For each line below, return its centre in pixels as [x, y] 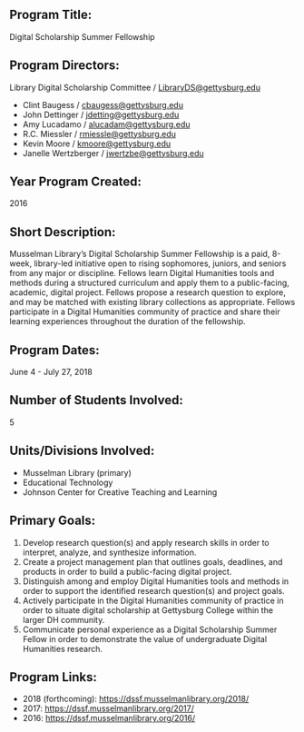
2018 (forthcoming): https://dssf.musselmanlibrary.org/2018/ [136, 699]
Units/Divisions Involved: [82, 451]
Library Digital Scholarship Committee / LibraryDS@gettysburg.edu [135, 87]
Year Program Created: [76, 182]
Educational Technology [68, 482]
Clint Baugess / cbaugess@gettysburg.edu [103, 104]
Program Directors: [64, 66]
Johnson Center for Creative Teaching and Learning [120, 492]
